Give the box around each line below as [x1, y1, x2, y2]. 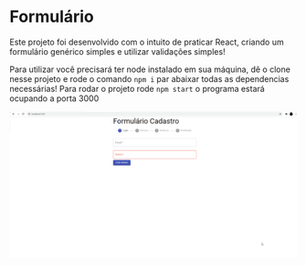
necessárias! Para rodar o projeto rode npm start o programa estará [9, 83, 265, 94]
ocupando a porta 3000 [9, 93, 100, 104]
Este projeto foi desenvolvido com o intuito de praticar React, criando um [9, 36, 285, 47]
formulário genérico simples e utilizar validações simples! [9, 46, 226, 56]
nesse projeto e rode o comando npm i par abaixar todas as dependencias [9, 73, 290, 84]
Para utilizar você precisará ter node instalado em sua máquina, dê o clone [9, 64, 290, 75]
